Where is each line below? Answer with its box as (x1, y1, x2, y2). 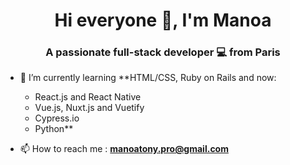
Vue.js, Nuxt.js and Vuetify (34, 102, 145, 114)
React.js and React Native (34, 91, 142, 103)
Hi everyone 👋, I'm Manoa (54, 9, 272, 32)
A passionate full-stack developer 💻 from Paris (45, 45, 281, 59)
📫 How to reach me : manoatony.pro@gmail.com (19, 143, 229, 155)
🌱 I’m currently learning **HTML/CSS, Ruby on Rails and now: (19, 72, 277, 84)
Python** (34, 123, 74, 135)
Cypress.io (34, 112, 80, 124)
